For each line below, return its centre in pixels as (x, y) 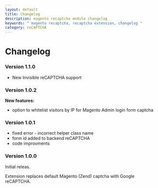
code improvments (31, 143)
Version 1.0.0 (21, 156)
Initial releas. (18, 167)
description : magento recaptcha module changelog (56, 18)
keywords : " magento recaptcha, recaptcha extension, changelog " (74, 23)
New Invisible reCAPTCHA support (47, 77)
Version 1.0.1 (20, 122)
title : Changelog (23, 14)
